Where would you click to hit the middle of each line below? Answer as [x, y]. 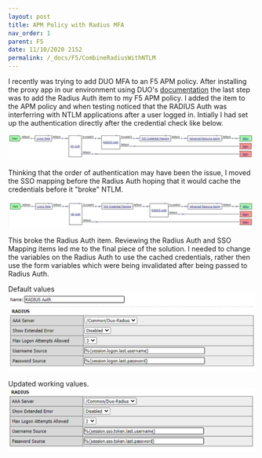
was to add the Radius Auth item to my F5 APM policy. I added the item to [127, 98]
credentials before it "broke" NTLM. [66, 189]
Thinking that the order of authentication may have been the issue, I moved [129, 173]
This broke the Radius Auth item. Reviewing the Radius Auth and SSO [120, 240]
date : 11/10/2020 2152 [45, 50]
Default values [31, 289]
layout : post [29, 16]
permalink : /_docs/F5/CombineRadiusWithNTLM [82, 58]
